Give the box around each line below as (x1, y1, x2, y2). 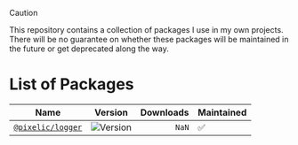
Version (94, 106, 129, 118)
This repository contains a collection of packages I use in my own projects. (9, 25, 284, 34)
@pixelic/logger (13, 122, 83, 132)
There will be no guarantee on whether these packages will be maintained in (9, 34, 289, 44)
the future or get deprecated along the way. (9, 43, 169, 54)
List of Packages (9, 74, 134, 95)
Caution (9, 8, 38, 18)
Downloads (140, 106, 189, 118)
